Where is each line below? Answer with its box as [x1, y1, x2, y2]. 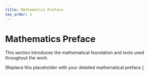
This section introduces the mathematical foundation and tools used [5, 50, 145, 56]
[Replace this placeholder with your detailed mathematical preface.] [5, 65, 144, 71]
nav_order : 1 [5, 12, 32, 17]
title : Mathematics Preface [5, 7, 64, 12]
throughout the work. [5, 55, 49, 61]
